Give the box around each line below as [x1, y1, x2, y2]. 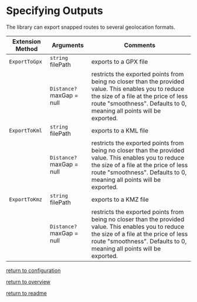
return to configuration [6, 267, 61, 274]
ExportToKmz [9, 196, 43, 203]
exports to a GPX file [91, 57, 148, 66]
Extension [12, 37, 41, 45]
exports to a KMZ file [91, 195, 149, 203]
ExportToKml [9, 127, 43, 134]
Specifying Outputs [6, 4, 104, 18]
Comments [124, 41, 155, 49]
